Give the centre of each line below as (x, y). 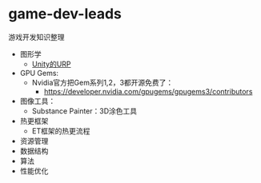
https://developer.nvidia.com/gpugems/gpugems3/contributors (148, 91)
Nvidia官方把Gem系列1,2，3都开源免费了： (102, 82)
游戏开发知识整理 (36, 37)
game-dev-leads (65, 14)
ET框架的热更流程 (61, 131)
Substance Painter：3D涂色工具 (84, 111)
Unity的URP (51, 64)
